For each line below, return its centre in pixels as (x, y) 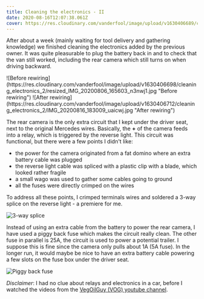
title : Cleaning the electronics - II (55, 12)
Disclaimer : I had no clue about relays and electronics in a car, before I (94, 283)
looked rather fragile (41, 173)
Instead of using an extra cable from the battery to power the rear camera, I (101, 227)
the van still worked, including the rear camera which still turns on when (96, 60)
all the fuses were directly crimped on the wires (75, 185)
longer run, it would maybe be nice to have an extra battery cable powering (100, 253)
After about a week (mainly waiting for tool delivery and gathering (88, 41)
